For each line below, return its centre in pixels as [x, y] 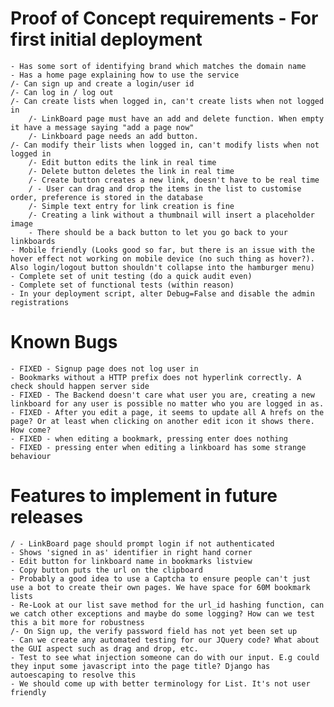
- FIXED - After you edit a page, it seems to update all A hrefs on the [167, 412]
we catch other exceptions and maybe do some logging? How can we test [162, 613]
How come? [31, 430]
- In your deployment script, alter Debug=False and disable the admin [162, 293]
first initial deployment [106, 39]
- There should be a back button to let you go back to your [158, 232]
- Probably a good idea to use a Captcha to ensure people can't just [160, 578]
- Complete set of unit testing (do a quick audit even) [131, 276]
